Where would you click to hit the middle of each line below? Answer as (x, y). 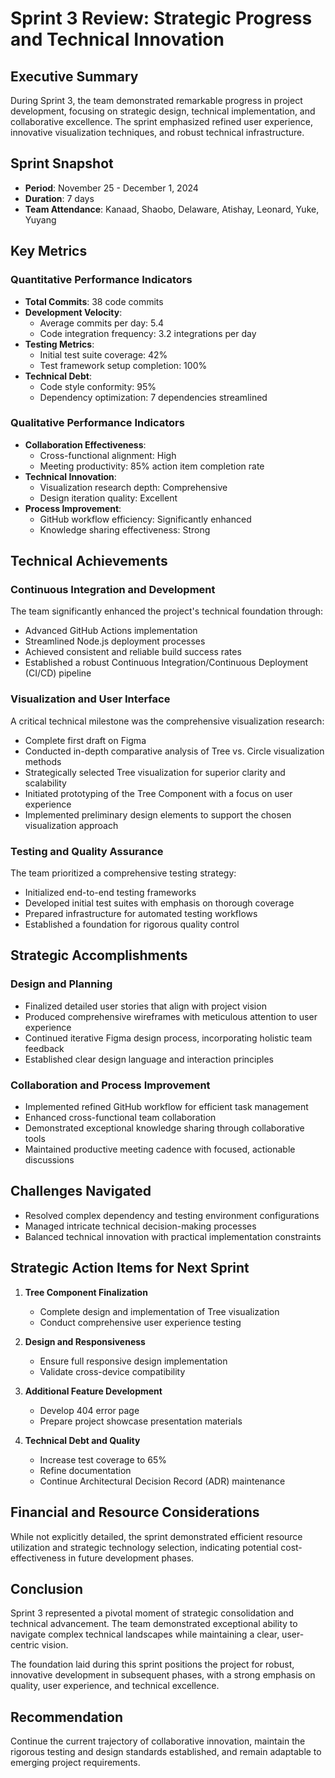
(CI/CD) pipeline (58, 673)
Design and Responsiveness (85, 1341)
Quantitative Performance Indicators (101, 280)
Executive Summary (74, 76)
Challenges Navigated (81, 1191)
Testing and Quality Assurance (87, 851)
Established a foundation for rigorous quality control (132, 924)
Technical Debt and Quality (82, 1440)
